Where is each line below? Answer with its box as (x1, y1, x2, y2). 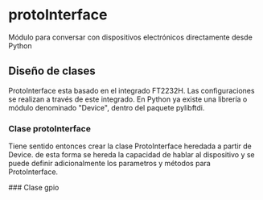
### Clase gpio (8, 183, 60, 193)
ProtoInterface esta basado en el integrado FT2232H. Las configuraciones (8, 85, 255, 95)
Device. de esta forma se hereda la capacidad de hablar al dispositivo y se (8, 150, 255, 160)
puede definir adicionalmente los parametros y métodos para (8, 159, 211, 169)
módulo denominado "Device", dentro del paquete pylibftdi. (8, 102, 205, 112)
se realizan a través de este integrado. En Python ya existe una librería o (8, 94, 248, 104)
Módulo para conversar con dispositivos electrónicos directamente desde (8, 32, 253, 42)
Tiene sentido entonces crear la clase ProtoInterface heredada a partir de (8, 141, 252, 151)
